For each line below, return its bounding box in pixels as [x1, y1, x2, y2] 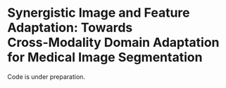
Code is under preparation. [7, 72, 86, 81]
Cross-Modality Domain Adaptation [7, 35, 220, 50]
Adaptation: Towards [7, 20, 133, 36]
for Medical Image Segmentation [7, 50, 203, 66]
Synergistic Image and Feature [7, 5, 190, 21]
